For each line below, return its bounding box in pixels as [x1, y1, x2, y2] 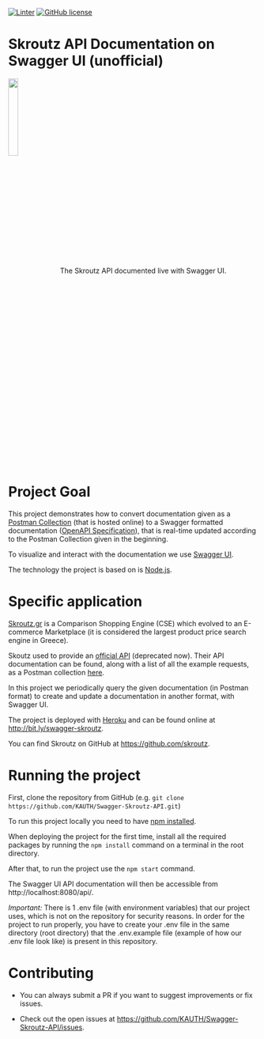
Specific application [8, 593, 142, 610]
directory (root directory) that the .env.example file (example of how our [8, 928, 243, 937]
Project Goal [8, 483, 91, 501]
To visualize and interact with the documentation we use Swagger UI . [8, 550, 234, 559]
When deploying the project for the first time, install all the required [8, 831, 227, 841]
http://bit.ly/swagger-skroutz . [8, 724, 104, 733]
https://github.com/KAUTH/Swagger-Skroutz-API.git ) [8, 801, 181, 810]
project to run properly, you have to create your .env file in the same [8, 920, 230, 929]
